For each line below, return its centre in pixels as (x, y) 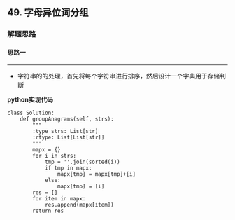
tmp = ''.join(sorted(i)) (82, 162)
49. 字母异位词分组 (48, 13)
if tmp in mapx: (68, 168)
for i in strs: (55, 156)
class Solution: (31, 113)
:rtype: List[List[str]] (69, 137)
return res (48, 211)
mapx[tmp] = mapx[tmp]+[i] (97, 174)
